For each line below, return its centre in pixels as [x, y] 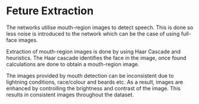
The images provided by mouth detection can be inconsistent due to [90, 75]
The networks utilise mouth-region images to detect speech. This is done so [100, 27]
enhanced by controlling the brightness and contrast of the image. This [93, 88]
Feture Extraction [50, 11]
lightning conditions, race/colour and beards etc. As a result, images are [95, 82]
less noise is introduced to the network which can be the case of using [93, 33]
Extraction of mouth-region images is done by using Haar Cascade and [93, 51]
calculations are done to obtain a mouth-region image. [73, 64]
